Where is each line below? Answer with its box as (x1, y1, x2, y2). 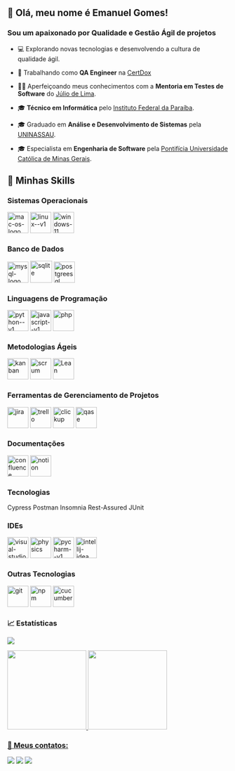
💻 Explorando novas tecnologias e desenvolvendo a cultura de (17, 44, 201, 53)
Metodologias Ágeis (7, 342, 77, 351)
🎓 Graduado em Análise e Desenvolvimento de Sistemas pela (17, 120, 202, 129)
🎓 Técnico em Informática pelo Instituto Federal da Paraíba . (17, 103, 194, 112)
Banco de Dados (7, 244, 65, 254)
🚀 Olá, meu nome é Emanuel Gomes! (7, 7, 168, 19)
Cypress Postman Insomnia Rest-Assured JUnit (7, 503, 145, 512)
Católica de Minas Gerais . (17, 154, 93, 162)
